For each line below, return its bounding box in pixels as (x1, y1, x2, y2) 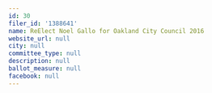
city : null (8, 42, 45, 50)
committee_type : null (8, 49, 82, 57)
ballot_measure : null (8, 65, 82, 73)
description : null (8, 57, 70, 66)
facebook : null (8, 72, 60, 80)
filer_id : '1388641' (8, 19, 78, 27)
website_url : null (8, 34, 70, 43)
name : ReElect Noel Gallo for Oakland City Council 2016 (8, 27, 205, 35)
